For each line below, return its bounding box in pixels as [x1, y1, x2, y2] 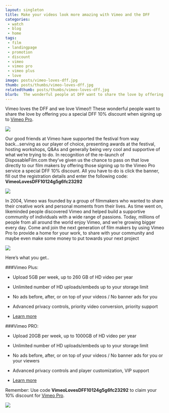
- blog [7, 26, 22, 31]
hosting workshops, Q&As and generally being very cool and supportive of [5, 146, 160, 152]
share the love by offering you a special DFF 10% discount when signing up [5, 111, 162, 117]
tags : [5, 36, 17, 41]
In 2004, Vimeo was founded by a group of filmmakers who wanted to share [5, 198, 164, 204]
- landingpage [7, 45, 37, 50]
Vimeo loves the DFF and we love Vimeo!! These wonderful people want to [5, 106, 160, 112]
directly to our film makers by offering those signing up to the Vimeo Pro [5, 163, 155, 169]
